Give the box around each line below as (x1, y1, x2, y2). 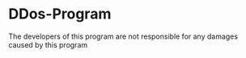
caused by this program (8, 39, 88, 49)
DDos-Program (8, 5, 112, 23)
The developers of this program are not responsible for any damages (8, 31, 239, 41)
